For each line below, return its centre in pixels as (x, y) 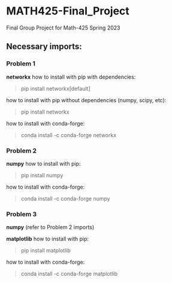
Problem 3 (22, 214)
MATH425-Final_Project (68, 11)
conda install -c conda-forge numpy (65, 198)
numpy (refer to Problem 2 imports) (50, 227)
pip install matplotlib (46, 251)
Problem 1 (21, 64)
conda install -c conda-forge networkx (69, 135)
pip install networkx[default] (56, 88)
